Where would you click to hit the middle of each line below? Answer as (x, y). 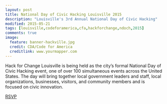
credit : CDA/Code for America (41, 47)
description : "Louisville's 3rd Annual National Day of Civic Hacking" (81, 19)
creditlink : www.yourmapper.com (43, 51)
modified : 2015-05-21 (28, 24)
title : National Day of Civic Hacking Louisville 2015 (63, 14)
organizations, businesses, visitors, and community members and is (75, 81)
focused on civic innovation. (34, 87)
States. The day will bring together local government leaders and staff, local (83, 76)
